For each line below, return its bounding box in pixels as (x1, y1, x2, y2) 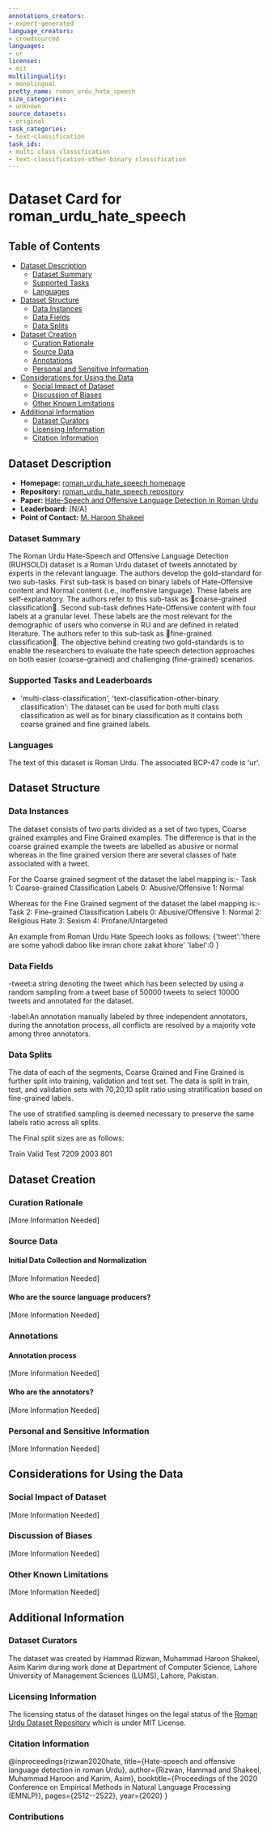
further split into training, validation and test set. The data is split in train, (8, 1076, 250, 1086)
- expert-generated (8, 19, 74, 28)
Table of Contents (8, 239, 101, 253)
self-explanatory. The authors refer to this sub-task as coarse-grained (8, 594, 247, 604)
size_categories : (8, 95, 67, 103)
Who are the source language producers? (8, 1292, 151, 1302)
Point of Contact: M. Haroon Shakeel (19, 512, 144, 523)
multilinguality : (8, 72, 67, 80)
